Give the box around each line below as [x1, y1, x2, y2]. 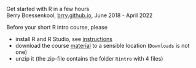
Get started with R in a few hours [6, 6, 90, 12]
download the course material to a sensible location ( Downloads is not [15, 42, 190, 49]
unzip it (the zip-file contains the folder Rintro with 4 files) [15, 55, 163, 62]
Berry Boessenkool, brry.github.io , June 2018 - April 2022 [6, 12, 153, 19]
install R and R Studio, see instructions [15, 36, 112, 42]
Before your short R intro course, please [6, 24, 108, 31]
